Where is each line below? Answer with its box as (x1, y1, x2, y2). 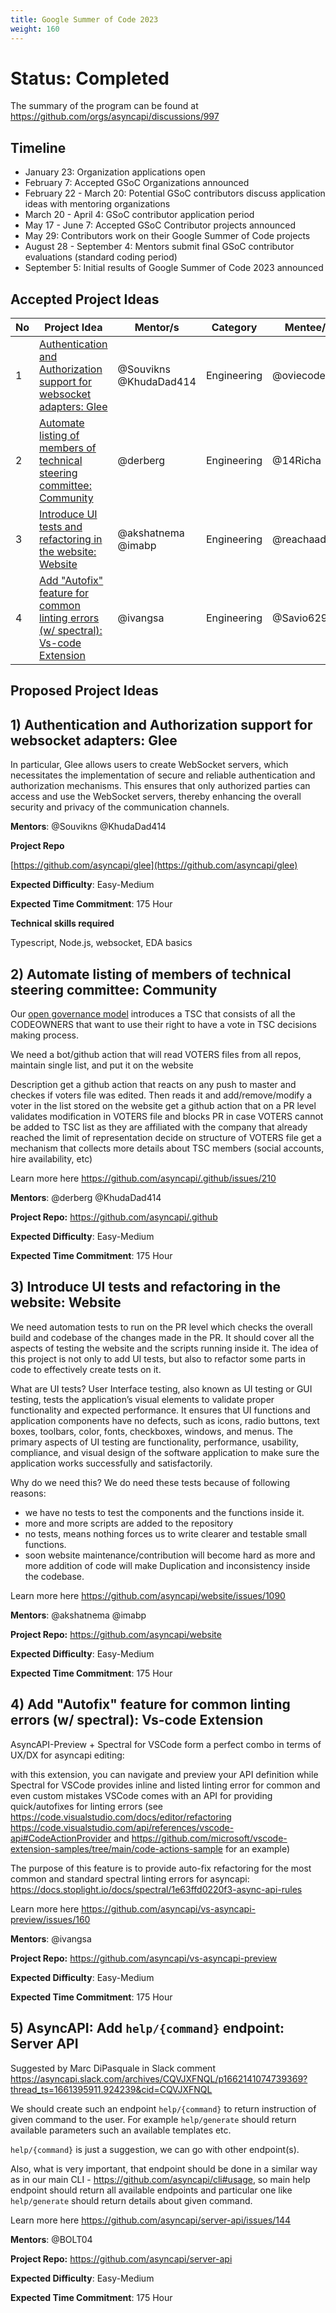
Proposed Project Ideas (10, 682, 159, 700)
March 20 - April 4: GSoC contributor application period (24, 209, 255, 221)
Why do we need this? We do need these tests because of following (10, 1476, 290, 1488)
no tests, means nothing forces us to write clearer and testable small (24, 1527, 308, 1540)
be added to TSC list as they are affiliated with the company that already (10, 1121, 308, 1133)
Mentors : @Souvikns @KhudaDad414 (10, 821, 167, 833)
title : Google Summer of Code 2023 (10, 14, 159, 25)
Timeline (10, 139, 67, 156)
